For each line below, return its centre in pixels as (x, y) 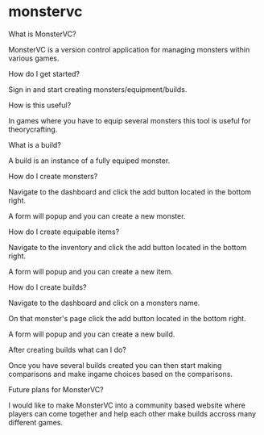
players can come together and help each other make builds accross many (132, 413)
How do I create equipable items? (64, 232)
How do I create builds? (47, 287)
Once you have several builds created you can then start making (115, 365)
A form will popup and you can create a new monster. (97, 215)
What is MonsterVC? (42, 34)
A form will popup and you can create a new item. (91, 271)
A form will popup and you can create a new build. (92, 334)
